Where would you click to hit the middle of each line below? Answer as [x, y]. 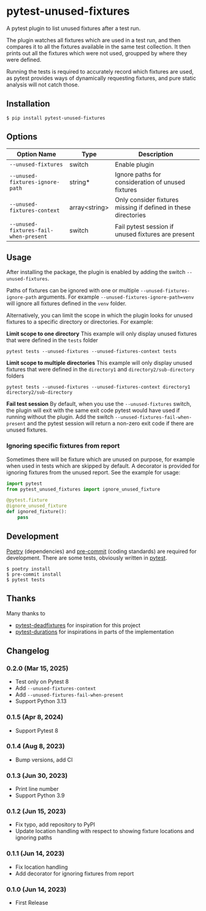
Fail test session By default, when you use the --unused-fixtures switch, [99, 404]
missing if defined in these [153, 207]
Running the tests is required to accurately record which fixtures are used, [100, 71]
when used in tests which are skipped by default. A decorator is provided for [103, 466]
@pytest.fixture [27, 500]
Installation [28, 104]
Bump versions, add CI [44, 760]
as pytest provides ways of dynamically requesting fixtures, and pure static [101, 78]
